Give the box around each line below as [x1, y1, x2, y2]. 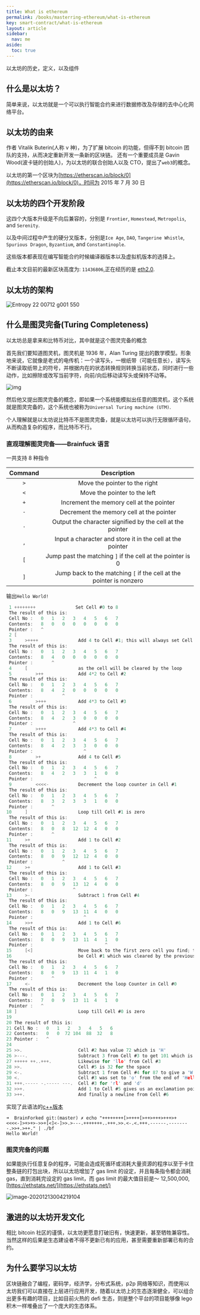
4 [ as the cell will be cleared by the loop [8, 665, 183, 671]
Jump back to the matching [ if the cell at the [55, 569, 181, 578]
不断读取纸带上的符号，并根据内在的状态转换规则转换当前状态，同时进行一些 [6, 364, 194, 371]
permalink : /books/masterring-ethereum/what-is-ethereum [6, 14, 151, 20]
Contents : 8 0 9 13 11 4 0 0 [8, 909, 118, 915]
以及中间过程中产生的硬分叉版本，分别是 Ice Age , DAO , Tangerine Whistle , [6, 234, 185, 241]
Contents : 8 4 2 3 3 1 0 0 [8, 771, 118, 777]
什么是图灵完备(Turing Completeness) [6, 320, 149, 330]
